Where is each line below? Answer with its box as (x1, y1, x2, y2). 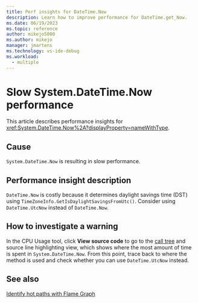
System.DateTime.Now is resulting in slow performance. (6, 158, 141, 165)
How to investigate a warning (6, 221, 119, 232)
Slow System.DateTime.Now (6, 85, 153, 99)
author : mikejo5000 (6, 31, 56, 37)
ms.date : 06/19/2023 (6, 20, 59, 26)
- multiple (11, 59, 39, 65)
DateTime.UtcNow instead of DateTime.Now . (6, 204, 109, 211)
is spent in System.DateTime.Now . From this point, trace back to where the (6, 250, 187, 257)
